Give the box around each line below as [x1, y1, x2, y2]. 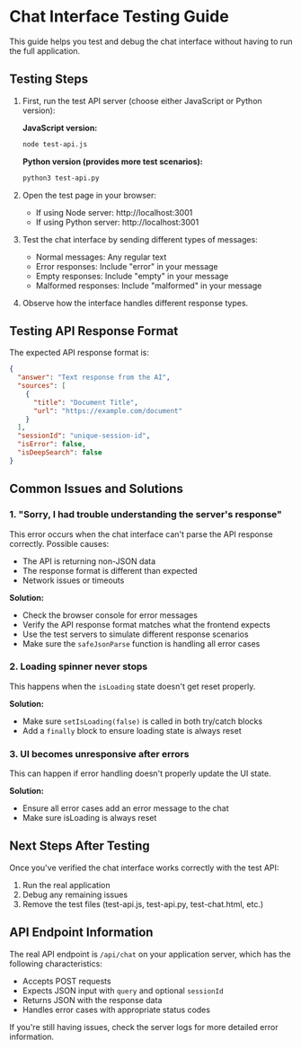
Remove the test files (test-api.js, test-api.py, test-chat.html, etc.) [22, 898, 264, 909]
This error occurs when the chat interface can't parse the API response [9, 528, 273, 540]
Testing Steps [9, 72, 89, 87]
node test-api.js [22, 139, 88, 149]
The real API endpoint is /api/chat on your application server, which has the [9, 948, 291, 959]
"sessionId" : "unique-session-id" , [17, 431, 151, 441]
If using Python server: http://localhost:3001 [35, 216, 199, 227]
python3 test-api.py [22, 173, 100, 182]
